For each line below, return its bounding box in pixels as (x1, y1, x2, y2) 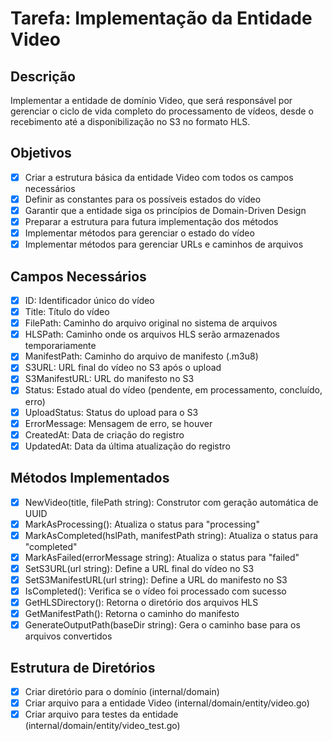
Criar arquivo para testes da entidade (24, 708, 179, 721)
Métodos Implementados (10, 470, 170, 487)
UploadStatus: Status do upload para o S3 (24, 406, 199, 418)
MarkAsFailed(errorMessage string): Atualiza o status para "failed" (24, 551, 300, 563)
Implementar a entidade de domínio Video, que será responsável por (10, 95, 293, 106)
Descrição (10, 68, 76, 85)
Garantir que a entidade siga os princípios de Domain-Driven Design (24, 204, 307, 216)
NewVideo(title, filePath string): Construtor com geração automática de (24, 496, 319, 508)
